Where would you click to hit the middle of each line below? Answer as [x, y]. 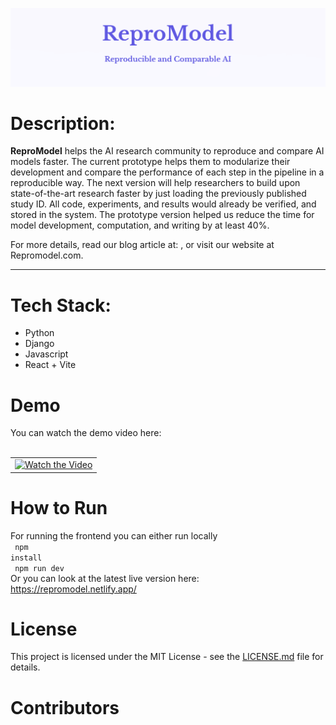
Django [39, 344]
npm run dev [39, 568]
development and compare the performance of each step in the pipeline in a [167, 172]
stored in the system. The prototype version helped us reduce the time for [162, 215]
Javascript [46, 354]
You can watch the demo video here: [86, 433]
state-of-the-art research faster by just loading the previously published [158, 194]
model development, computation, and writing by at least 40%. [140, 225]
